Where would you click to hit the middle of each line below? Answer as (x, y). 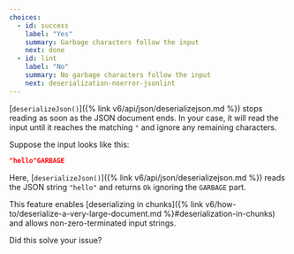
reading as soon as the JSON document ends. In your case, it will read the (144, 118)
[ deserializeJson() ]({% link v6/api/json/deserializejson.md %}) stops (136, 108)
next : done (45, 50)
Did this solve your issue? (56, 240)
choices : (25, 17)
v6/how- (221, 204)
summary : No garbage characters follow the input (118, 75)
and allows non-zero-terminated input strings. (93, 223)
